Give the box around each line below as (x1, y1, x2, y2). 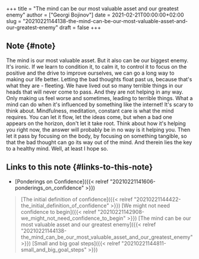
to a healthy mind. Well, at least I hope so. (6, 145, 109, 152)
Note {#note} (6, 41, 56, 51)
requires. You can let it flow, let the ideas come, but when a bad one (6, 113, 172, 120)
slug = (6, 18, 22, 24)
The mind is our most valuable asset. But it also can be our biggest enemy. (6, 56, 189, 64)
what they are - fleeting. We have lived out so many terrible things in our (6, 82, 183, 89)
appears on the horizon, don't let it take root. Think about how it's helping (6, 120, 186, 127)
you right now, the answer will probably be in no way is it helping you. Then (6, 126, 191, 133)
